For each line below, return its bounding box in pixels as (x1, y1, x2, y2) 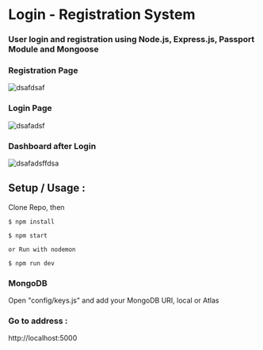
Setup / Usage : (8, 181, 86, 195)
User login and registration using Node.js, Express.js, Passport (8, 34, 255, 45)
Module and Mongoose (8, 44, 99, 55)
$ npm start (8, 231, 48, 239)
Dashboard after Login (8, 140, 97, 151)
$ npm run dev (8, 259, 55, 267)
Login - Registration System (8, 6, 196, 24)
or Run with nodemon (8, 245, 77, 253)
